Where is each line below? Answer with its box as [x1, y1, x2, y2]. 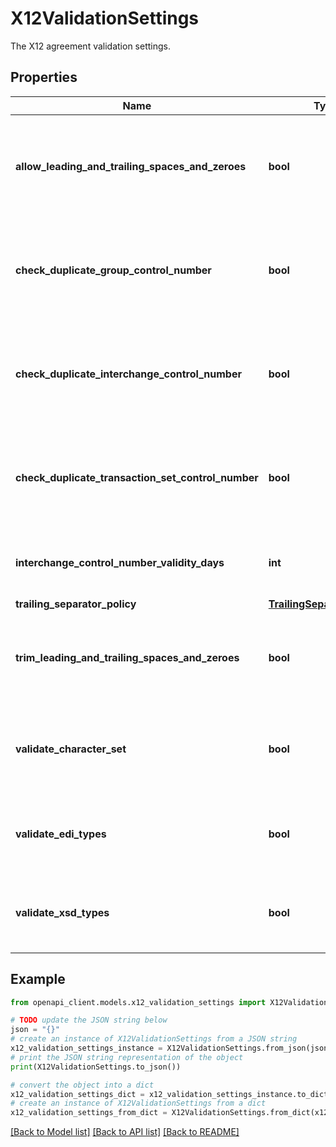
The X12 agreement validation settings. [10, 40, 171, 52]
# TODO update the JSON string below [10, 1015, 168, 1026]
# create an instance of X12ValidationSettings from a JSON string [10, 1034, 298, 1044]
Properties [10, 69, 78, 86]
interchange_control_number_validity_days [15, 555, 225, 569]
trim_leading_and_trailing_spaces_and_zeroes [15, 650, 240, 664]
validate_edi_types [15, 827, 107, 841]
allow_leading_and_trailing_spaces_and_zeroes [15, 159, 247, 173]
